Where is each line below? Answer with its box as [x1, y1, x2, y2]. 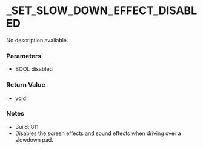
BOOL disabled [15, 65, 53, 73]
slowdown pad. [15, 136, 53, 143]
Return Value [6, 81, 45, 89]
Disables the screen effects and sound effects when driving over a [15, 130, 181, 137]
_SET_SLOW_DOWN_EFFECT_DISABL [6, 4, 198, 18]
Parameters [6, 51, 41, 60]
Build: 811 [15, 123, 39, 130]
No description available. [6, 36, 68, 44]
